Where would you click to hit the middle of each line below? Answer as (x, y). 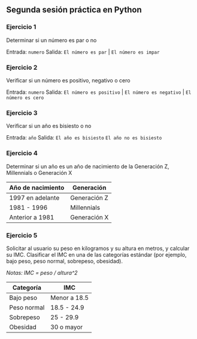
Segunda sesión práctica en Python (74, 10)
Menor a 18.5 (69, 298)
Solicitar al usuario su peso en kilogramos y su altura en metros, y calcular (98, 248)
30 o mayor (66, 327)
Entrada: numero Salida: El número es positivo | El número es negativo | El (99, 92)
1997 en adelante (34, 198)
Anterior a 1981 (32, 217)
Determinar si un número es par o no (51, 40)
